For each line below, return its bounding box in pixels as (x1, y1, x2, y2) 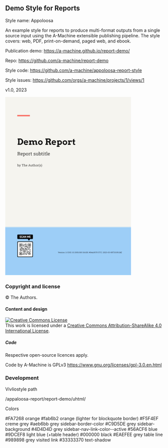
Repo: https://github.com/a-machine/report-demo (5, 58, 109, 64)
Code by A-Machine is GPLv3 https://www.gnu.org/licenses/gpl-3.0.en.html (5, 362, 162, 368)
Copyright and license (5, 283, 60, 290)
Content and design (5, 306, 48, 312)
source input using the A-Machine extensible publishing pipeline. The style (5, 32, 160, 38)
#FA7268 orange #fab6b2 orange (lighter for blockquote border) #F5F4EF (5, 415, 159, 421)
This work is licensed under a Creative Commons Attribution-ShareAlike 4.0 (5, 322, 162, 328)
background (5, 426, 31, 432)
